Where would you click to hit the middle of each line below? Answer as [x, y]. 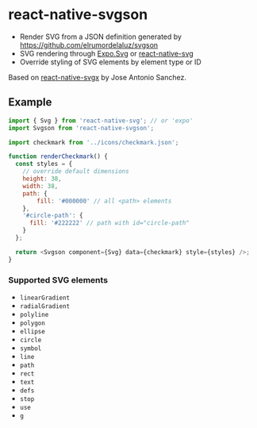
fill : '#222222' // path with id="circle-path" [109, 223]
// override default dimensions [76, 172]
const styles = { [44, 164]
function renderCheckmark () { [58, 156]
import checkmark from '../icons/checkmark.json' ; [94, 142]
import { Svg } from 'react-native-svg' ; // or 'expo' [101, 121]
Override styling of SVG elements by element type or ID [111, 62]
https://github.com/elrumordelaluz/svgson [89, 44]
